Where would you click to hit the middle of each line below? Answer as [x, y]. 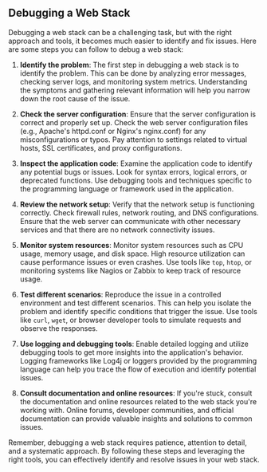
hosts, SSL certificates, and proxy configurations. [101, 147]
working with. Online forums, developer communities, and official [127, 410]
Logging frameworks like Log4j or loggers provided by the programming [138, 360]
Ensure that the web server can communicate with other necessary [130, 221]
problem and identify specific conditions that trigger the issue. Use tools [138, 311]
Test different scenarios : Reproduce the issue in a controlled [120, 294]
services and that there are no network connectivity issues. [117, 230]
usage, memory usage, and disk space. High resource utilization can [132, 254]
